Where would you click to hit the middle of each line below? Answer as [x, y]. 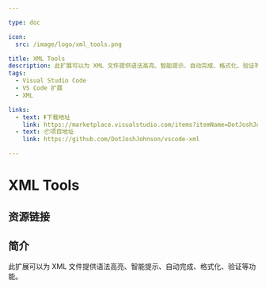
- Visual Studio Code [51, 81]
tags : [17, 73]
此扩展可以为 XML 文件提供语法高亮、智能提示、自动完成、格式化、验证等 [129, 267]
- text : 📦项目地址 [45, 132]
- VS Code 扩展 [39, 88]
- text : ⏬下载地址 [43, 117]
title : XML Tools [37, 59]
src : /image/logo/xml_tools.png [69, 44]
